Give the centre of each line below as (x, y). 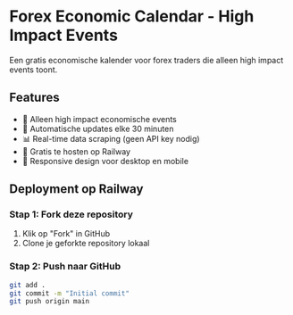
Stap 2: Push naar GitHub (65, 267)
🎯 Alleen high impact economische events (99, 119)
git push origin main (50, 302)
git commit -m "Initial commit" (69, 293)
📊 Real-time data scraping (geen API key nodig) (111, 138)
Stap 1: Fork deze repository (71, 214)
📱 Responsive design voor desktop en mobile (105, 161)
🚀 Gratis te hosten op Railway (76, 151)
